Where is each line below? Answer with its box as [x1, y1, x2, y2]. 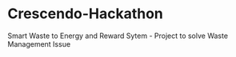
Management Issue [7, 39, 71, 48]
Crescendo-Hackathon [7, 5, 163, 23]
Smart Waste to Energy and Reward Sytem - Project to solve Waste [7, 31, 229, 40]
